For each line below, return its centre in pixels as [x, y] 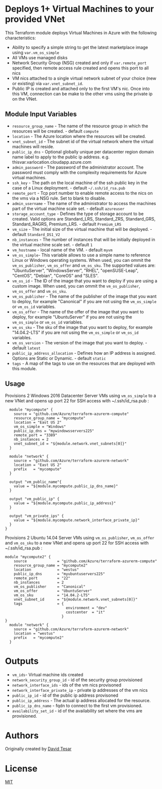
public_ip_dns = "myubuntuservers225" [59, 574]
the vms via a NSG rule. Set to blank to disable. [59, 198]
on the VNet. [25, 99]
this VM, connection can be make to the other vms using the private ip [82, 94]
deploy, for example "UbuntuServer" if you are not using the [72, 317]
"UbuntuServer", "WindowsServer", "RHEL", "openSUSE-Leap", [75, 270]
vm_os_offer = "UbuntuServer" [53, 591]
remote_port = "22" [42, 578]
